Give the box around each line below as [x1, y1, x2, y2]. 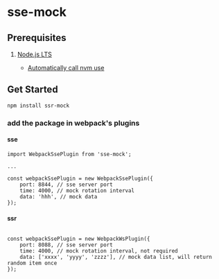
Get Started [7, 84, 58, 96]
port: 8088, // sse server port [19, 242, 113, 248]
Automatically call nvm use [27, 64, 105, 71]
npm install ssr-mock [7, 102, 70, 109]
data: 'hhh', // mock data [19, 193, 98, 200]
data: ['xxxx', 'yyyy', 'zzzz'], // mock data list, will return [19, 254, 213, 261]
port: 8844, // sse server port [19, 181, 113, 188]
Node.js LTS [17, 50, 52, 58]
